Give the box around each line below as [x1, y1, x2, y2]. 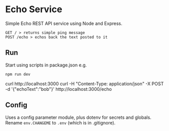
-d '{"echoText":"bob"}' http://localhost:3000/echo [5, 86, 112, 92]
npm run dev [5, 72, 30, 77]
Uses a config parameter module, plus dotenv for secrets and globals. [5, 114, 152, 120]
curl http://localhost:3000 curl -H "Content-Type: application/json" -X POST [5, 80, 164, 87]
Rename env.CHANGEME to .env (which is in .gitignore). [5, 119, 116, 125]
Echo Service [5, 4, 62, 15]
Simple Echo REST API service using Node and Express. [5, 20, 123, 26]
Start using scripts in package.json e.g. [5, 62, 87, 68]
